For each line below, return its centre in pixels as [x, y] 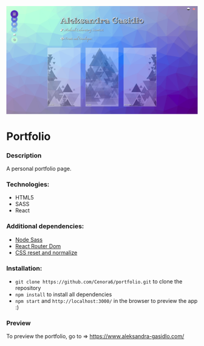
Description [24, 155]
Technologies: [28, 184]
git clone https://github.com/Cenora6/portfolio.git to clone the [99, 281]
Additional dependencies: [45, 226]
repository [28, 288]
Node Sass [29, 240]
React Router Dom [38, 246]
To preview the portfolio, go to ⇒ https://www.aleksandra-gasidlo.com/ [95, 336]
